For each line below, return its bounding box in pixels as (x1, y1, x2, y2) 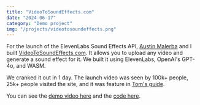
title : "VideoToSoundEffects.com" (6, 9, 95, 15)
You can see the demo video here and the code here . (6, 92, 141, 100)
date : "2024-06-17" (6, 15, 56, 21)
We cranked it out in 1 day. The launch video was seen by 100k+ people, (6, 74, 188, 81)
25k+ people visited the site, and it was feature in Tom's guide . (6, 81, 165, 88)
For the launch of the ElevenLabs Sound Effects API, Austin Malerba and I (6, 43, 192, 50)
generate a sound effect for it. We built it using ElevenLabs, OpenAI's (6, 56, 181, 63)
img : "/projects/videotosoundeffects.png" (6, 26, 117, 32)
